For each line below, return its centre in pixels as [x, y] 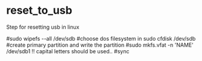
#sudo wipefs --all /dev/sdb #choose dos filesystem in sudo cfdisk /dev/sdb [101, 38]
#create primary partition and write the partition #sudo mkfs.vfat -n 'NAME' [100, 45]
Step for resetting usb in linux [43, 27]
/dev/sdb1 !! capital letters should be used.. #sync [68, 51]
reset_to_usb [39, 10]
